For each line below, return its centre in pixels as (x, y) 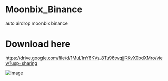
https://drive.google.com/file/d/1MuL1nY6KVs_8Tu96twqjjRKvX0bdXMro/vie (84, 58)
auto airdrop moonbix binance (37, 23)
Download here (38, 44)
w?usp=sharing (22, 63)
